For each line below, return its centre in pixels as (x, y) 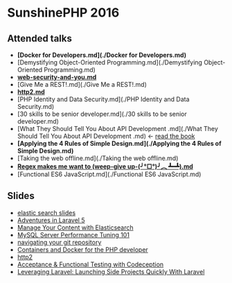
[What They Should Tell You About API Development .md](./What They (117, 129)
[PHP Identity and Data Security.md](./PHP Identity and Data (103, 99)
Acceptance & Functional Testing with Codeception (90, 264)
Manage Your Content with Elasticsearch (75, 228)
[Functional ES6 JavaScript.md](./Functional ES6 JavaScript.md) (109, 174)
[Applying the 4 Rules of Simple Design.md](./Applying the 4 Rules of (119, 143)
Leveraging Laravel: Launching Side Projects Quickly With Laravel (111, 271)
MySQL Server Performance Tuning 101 (73, 234)
